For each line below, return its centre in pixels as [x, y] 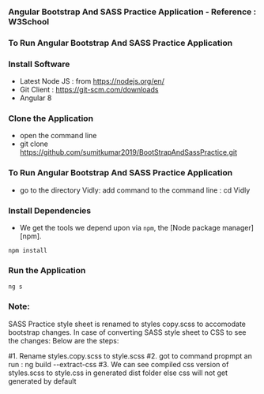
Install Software [39, 64]
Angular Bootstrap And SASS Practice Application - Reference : [132, 12]
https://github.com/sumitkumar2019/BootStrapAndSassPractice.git [128, 152]
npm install [28, 251]
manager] [238, 228]
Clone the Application [51, 118]
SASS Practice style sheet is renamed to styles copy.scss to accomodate [127, 324]
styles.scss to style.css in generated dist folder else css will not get [118, 373]
